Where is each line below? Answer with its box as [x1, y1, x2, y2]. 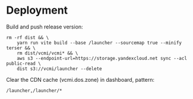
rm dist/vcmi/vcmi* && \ [17, 50, 78, 56]
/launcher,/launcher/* [6, 87, 62, 94]
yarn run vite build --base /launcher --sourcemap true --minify [17, 40, 182, 46]
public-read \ [6, 60, 42, 66]
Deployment [6, 4, 68, 17]
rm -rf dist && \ [6, 34, 49, 40]
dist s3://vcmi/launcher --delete [17, 66, 102, 72]
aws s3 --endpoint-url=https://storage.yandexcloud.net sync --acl [17, 55, 187, 61]
